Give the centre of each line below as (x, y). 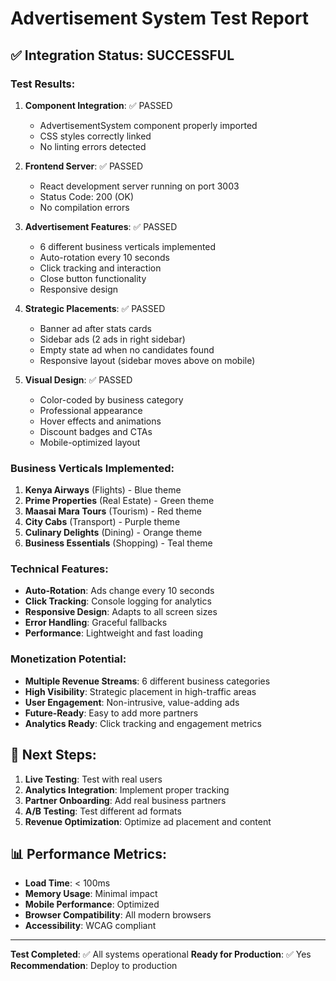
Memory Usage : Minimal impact (91, 894)
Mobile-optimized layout (90, 442)
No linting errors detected (93, 146)
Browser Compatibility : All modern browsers (118, 915)
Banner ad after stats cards (95, 328)
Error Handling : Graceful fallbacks (96, 623)
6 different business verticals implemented (128, 246)
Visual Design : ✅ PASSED (78, 379)
